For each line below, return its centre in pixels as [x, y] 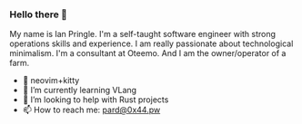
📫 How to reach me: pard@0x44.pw [91, 110]
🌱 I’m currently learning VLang [80, 91]
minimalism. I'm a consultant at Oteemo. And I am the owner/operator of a [148, 53]
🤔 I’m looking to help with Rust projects [96, 100]
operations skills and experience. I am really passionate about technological [151, 43]
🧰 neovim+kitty [51, 81]
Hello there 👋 [39, 14]
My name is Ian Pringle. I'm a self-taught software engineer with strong [142, 34]
